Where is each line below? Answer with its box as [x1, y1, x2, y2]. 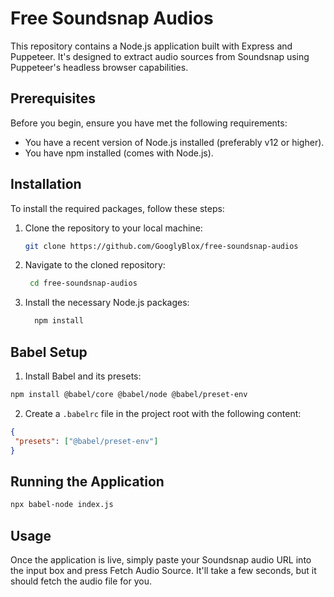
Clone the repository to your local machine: [24, 222, 203, 234]
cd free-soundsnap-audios [29, 278, 138, 289]
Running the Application [10, 473, 165, 490]
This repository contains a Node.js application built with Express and [10, 40, 293, 52]
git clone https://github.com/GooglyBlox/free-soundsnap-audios [24, 241, 299, 251]
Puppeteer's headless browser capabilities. [10, 61, 189, 73]
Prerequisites [10, 90, 96, 107]
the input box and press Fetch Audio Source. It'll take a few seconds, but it [10, 565, 317, 576]
